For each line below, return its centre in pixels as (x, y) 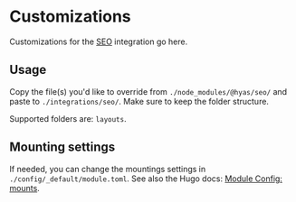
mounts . (25, 188)
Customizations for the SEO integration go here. (99, 41)
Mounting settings (62, 147)
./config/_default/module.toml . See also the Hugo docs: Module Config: (146, 179)
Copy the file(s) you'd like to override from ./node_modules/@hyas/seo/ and (148, 91)
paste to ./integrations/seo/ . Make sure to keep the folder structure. (139, 101)
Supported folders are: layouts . (68, 118)
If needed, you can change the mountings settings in (108, 169)
